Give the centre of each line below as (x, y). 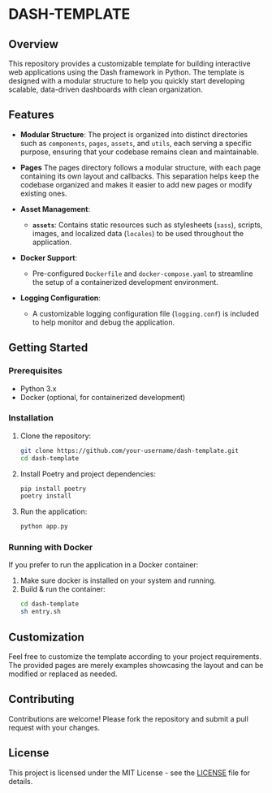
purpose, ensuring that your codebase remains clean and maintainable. (139, 152)
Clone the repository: (56, 436)
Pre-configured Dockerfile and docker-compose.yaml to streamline (142, 274)
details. (21, 781)
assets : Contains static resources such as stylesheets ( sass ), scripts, (147, 225)
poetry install (46, 496)
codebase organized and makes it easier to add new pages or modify (136, 184)
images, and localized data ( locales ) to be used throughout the (138, 233)
